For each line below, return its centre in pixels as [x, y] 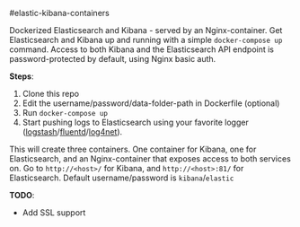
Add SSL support [54, 213]
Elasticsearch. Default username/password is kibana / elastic [122, 178]
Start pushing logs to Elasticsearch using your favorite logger [135, 122]
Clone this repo [50, 94]
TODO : [22, 195]
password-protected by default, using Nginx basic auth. [113, 59]
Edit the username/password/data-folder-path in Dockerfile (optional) [151, 103]
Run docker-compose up [65, 113]
